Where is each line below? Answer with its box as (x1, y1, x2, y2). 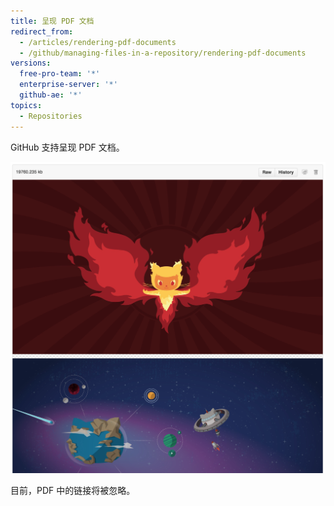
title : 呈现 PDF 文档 (10, 16, 95, 26)
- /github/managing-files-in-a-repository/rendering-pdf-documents (19, 48, 307, 58)
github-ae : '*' (19, 90, 83, 100)
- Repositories (19, 111, 83, 121)
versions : (10, 58, 52, 69)
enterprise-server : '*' (19, 80, 118, 90)
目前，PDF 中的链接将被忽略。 (10, 485, 136, 497)
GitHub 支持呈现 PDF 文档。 (10, 141, 125, 153)
